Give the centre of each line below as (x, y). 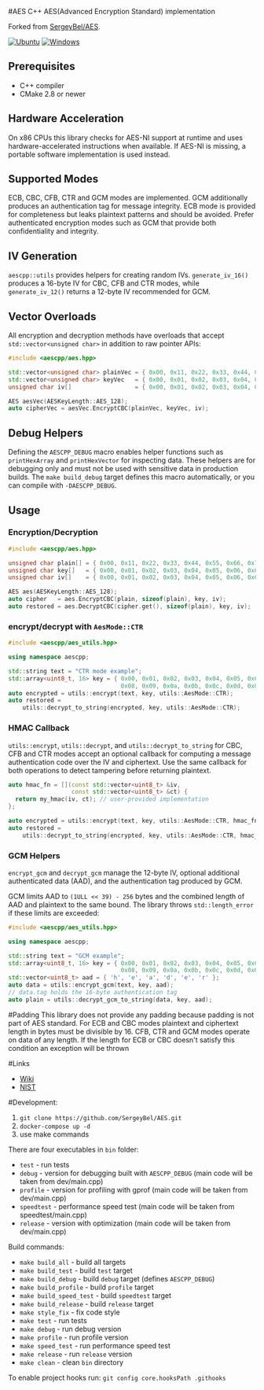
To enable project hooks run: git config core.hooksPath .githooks (117, 1377)
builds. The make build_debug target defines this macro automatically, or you (132, 477)
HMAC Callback (39, 728)
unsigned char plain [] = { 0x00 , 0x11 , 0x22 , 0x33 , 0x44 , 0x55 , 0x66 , (126, 563)
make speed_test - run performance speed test (95, 1345)
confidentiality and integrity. (53, 231)
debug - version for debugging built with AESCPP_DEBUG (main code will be (136, 1173)
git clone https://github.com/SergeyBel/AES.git (101, 1118)
